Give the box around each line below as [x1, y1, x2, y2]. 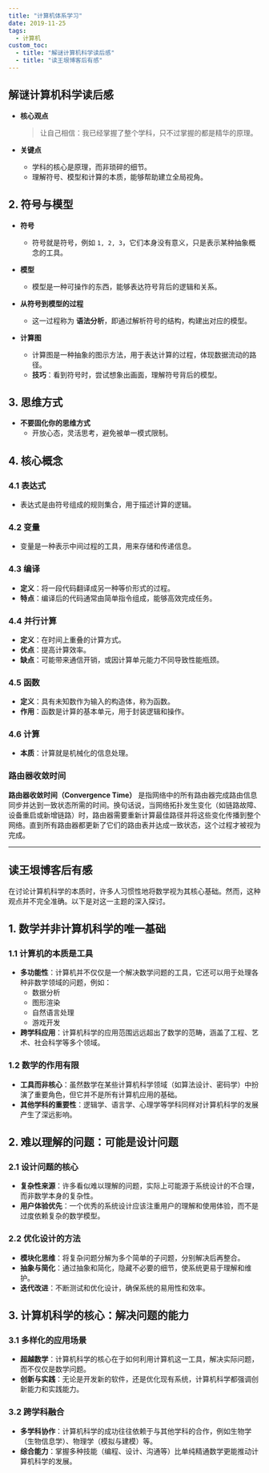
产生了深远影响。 [19, 1109, 77, 1119]
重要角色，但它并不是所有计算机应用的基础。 [34, 1089, 182, 1099]
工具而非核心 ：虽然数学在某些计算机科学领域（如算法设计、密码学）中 [19, 1080, 252, 1089]
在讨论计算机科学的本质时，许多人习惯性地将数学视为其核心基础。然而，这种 [8, 886, 261, 896]
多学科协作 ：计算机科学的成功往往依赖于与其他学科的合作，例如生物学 [19, 1426, 252, 1435]
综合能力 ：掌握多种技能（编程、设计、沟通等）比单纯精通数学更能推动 [19, 1446, 252, 1455]
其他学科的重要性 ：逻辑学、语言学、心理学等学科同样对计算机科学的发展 [19, 1100, 259, 1109]
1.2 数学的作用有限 [8, 1059, 80, 1071]
